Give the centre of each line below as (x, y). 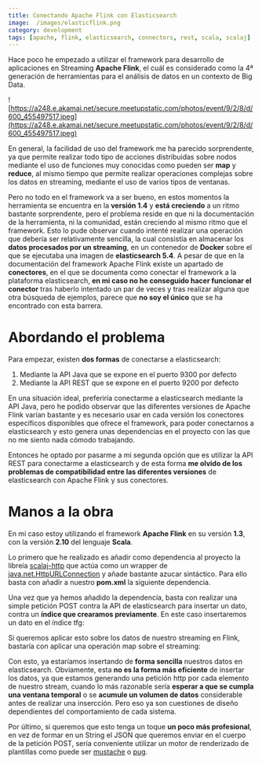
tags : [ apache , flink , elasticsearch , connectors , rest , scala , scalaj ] (129, 37)
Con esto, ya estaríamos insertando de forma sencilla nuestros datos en (126, 662)
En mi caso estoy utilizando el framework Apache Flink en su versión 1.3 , (127, 534)
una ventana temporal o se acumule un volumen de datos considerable (126, 695)
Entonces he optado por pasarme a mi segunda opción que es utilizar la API (131, 455)
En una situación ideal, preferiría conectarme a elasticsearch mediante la (126, 399)
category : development (45, 30)
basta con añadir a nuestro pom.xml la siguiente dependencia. (109, 582)
